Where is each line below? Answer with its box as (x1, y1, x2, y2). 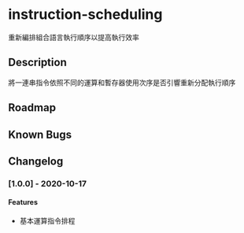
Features (8, 198, 38, 207)
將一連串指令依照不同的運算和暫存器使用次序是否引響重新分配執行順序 (8, 77, 236, 87)
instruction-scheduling (8, 6, 163, 24)
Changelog (8, 154, 64, 168)
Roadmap (8, 101, 57, 115)
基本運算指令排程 (19, 216, 76, 226)
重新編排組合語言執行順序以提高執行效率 (8, 32, 139, 42)
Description (8, 56, 67, 69)
